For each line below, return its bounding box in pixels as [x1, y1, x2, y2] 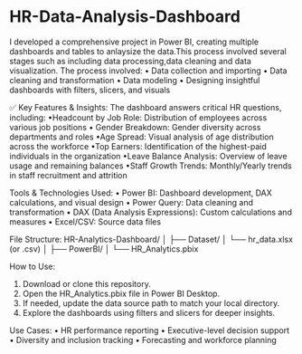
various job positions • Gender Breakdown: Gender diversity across [9, 121, 261, 132]
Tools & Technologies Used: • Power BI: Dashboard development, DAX [9, 187, 273, 198]
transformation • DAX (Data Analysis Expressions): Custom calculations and [9, 206, 292, 217]
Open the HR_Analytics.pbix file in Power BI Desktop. [22, 288, 220, 299]
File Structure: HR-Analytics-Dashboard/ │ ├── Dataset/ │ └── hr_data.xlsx [9, 234, 294, 244]
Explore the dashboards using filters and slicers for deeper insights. [22, 307, 276, 318]
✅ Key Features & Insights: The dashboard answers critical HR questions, [9, 101, 282, 112]
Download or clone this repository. [22, 278, 151, 289]
